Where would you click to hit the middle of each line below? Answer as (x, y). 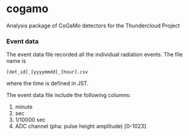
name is (16, 61)
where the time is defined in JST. (48, 83)
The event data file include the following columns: (69, 95)
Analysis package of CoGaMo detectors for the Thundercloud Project (93, 25)
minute (24, 107)
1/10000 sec (30, 120)
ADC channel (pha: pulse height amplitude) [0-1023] (81, 126)
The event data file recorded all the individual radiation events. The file (94, 55)
